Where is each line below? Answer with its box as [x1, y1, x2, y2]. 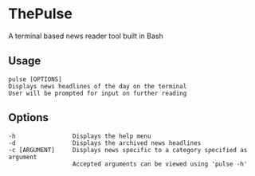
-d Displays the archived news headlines [8, 139, 202, 147]
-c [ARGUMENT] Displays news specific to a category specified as [8, 146, 248, 154]
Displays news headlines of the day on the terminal [8, 82, 187, 90]
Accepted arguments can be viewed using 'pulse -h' [72, 160, 248, 168]
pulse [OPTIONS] [8, 75, 62, 84]
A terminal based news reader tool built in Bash [8, 31, 163, 41]
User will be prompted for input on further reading [8, 89, 187, 97]
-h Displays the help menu [8, 132, 151, 140]
